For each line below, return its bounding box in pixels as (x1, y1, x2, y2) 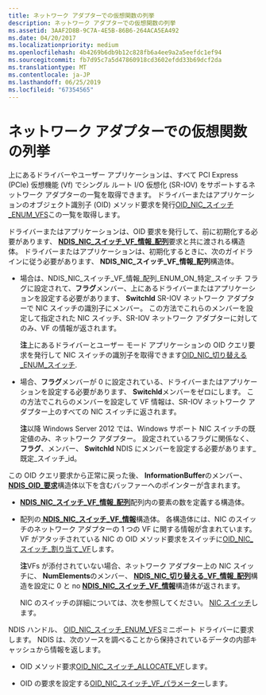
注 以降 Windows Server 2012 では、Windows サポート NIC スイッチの (19, 424, 249, 434)
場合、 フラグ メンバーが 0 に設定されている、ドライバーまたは (19, 377, 223, 387)
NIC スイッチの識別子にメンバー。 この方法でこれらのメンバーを (35, 303, 247, 313)
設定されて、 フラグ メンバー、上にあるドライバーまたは (33, 283, 214, 293)
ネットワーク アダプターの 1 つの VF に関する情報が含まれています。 (33, 525, 256, 534)
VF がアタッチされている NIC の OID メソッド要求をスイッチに (19, 534, 224, 544)
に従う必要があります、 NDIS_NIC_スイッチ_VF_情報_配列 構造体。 (21, 256, 239, 267)
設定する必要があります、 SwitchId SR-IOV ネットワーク (40, 294, 226, 303)
